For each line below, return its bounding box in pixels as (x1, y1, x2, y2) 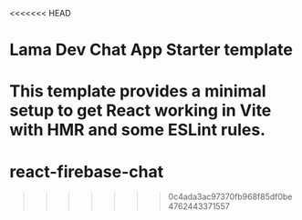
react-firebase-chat (9, 161, 164, 182)
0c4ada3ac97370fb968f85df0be (168, 191, 293, 203)
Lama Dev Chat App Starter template (9, 40, 294, 60)
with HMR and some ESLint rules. (9, 120, 266, 140)
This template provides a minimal (9, 81, 266, 102)
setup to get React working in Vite (9, 100, 272, 121)
